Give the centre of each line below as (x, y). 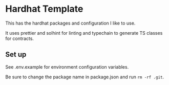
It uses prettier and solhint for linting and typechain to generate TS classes (84, 33)
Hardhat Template (44, 9)
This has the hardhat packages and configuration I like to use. (70, 23)
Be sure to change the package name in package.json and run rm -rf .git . (85, 77)
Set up (16, 55)
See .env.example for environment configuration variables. (67, 67)
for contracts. (20, 38)
